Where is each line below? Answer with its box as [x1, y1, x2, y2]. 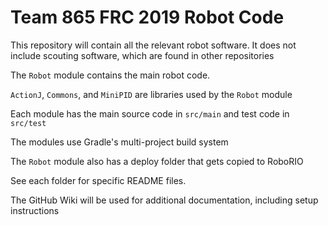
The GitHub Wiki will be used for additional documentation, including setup [10, 194, 319, 206]
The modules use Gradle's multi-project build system [10, 136, 229, 148]
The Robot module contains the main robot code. [10, 69, 211, 81]
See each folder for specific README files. [10, 174, 187, 186]
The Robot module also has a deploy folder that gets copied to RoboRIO [10, 155, 304, 167]
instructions [10, 204, 60, 216]
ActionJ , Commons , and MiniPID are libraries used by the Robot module [10, 88, 293, 100]
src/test [10, 118, 47, 128]
